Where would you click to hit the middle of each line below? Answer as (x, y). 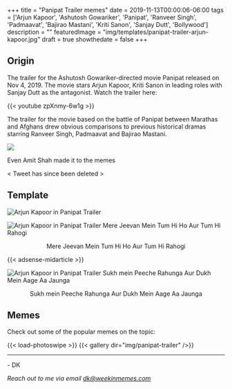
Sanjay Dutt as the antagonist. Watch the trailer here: (82, 92)
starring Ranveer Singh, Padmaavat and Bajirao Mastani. (87, 133)
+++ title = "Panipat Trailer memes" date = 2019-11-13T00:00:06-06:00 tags (116, 10)
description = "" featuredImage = (54, 32)
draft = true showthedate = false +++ (95, 39)
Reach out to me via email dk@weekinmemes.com (79, 379)
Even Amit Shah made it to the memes (61, 160)
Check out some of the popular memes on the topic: (81, 332)
